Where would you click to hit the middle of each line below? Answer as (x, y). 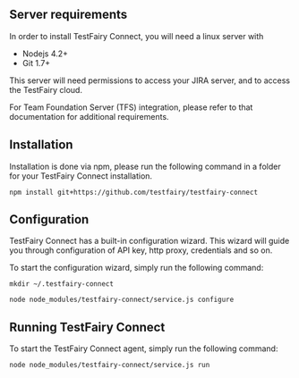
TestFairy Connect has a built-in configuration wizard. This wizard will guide (149, 241)
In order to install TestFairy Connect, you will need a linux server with (137, 36)
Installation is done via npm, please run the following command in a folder (145, 166)
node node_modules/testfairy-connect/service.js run (110, 365)
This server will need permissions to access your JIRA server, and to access (150, 80)
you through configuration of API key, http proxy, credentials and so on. (141, 250)
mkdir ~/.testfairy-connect (62, 284)
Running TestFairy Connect (87, 327)
